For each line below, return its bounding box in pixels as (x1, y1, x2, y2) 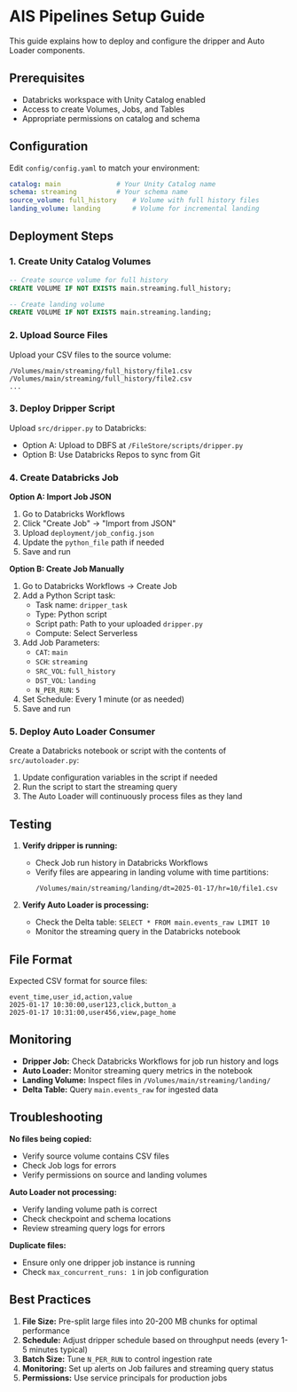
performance (21, 1325, 71, 1336)
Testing (9, 816, 52, 831)
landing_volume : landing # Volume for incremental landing (9, 204, 260, 214)
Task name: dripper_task (35, 600, 128, 610)
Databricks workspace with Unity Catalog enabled (21, 94, 206, 105)
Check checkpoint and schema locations (21, 1213, 171, 1223)
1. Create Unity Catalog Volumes (9, 256, 152, 268)
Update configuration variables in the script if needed (21, 772, 218, 783)
